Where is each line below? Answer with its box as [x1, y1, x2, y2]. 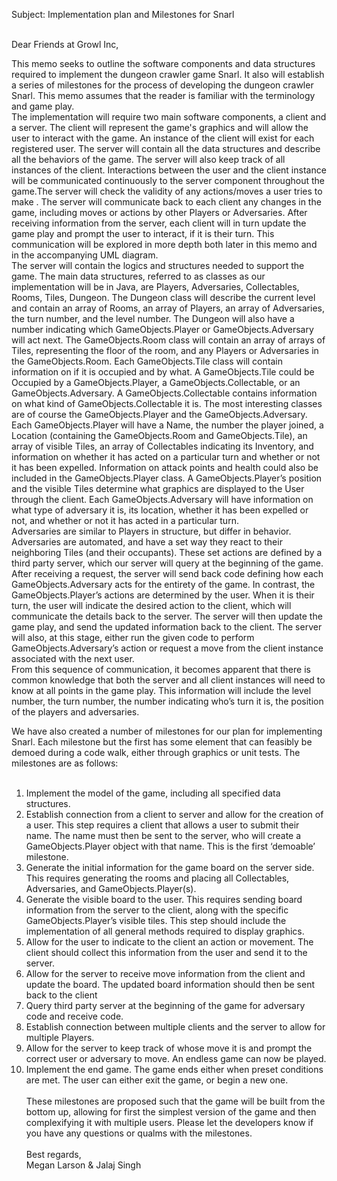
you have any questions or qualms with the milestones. [25, 1127, 253, 1139]
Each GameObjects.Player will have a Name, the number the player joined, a [11, 419, 324, 431]
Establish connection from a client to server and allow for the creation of [25, 809, 324, 820]
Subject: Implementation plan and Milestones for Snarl [11, 9, 235, 20]
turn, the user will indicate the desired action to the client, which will [11, 600, 292, 611]
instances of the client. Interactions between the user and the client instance [11, 164, 327, 176]
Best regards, [25, 1149, 82, 1160]
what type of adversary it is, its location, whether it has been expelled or [11, 504, 309, 516]
